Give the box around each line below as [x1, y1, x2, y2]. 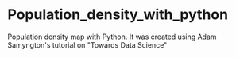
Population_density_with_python [7, 6, 228, 24]
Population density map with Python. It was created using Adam [7, 32, 217, 41]
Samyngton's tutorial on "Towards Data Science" [7, 40, 168, 49]
